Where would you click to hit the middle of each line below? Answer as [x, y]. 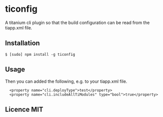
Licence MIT [24, 109]
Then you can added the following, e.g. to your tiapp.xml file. [66, 81]
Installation [22, 43]
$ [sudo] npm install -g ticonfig [40, 54]
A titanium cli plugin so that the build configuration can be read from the [77, 23]
